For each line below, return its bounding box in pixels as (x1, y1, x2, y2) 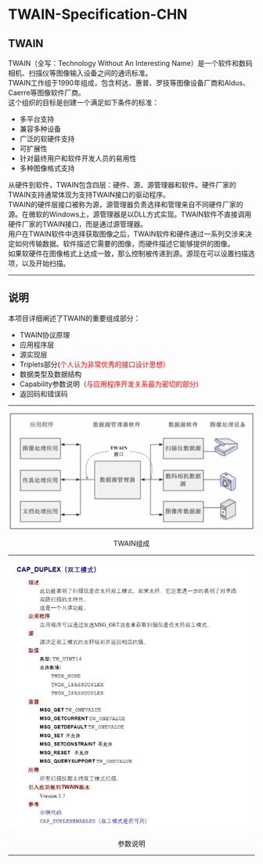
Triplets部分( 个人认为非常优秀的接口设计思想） (19, 359, 170, 369)
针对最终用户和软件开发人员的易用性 (19, 154, 137, 162)
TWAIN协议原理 (19, 330, 70, 339)
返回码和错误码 (19, 388, 68, 398)
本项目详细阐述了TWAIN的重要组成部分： (8, 313, 141, 323)
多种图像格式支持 (19, 163, 75, 173)
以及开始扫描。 (21, 259, 70, 268)
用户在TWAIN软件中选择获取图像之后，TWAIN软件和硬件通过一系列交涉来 (8, 229, 246, 239)
